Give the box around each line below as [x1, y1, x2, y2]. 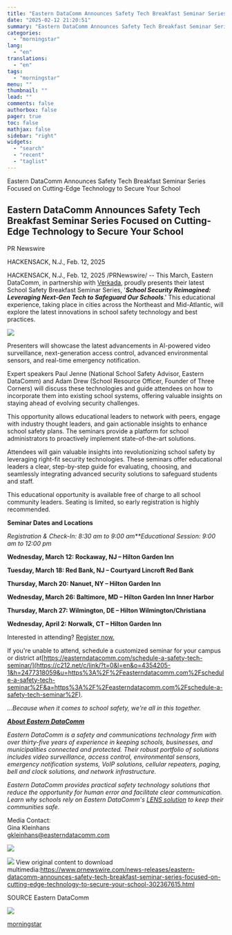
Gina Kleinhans [7, 823, 50, 831]
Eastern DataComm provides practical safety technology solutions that [7, 780, 211, 788]
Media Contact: [7, 816, 51, 824]
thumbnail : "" [7, 87, 48, 94]
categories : [7, 29, 41, 37]
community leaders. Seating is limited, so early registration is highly [7, 498, 200, 506]
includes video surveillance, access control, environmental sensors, [7, 753, 201, 761]
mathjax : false [7, 126, 51, 133]
